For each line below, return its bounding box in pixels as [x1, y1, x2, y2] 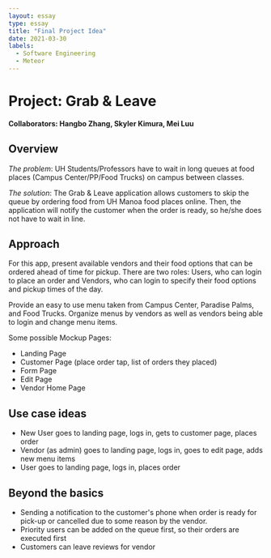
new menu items [19, 454, 75, 464]
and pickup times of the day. [8, 284, 104, 294]
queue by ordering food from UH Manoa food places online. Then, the [8, 196, 241, 207]
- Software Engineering [15, 49, 95, 58]
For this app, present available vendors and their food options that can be [8, 258, 253, 268]
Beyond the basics [8, 486, 104, 500]
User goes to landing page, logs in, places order [19, 462, 180, 472]
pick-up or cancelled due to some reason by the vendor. [19, 516, 208, 526]
